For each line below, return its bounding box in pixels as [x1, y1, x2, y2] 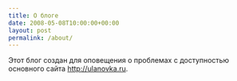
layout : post [8, 26, 52, 34]
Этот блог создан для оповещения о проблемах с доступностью [8, 56, 230, 65]
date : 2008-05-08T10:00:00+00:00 [8, 19, 120, 27]
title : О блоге [8, 11, 59, 20]
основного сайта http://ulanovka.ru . [8, 64, 128, 74]
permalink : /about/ [8, 33, 73, 42]
